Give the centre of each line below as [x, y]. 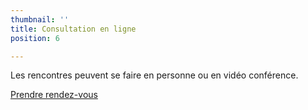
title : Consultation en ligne [73, 29]
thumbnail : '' [40, 19]
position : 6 [35, 38]
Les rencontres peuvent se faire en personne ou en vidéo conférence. [154, 75]
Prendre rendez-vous [54, 95]
